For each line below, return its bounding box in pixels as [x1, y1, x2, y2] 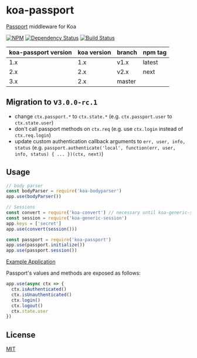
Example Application [6, 258, 56, 265]
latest [142, 58, 158, 66]
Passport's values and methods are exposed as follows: [6, 269, 141, 276]
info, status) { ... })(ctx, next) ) [14, 150, 104, 157]
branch [117, 48, 138, 56]
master [117, 77, 137, 85]
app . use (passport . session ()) [6, 248, 77, 254]
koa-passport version [9, 48, 72, 56]
